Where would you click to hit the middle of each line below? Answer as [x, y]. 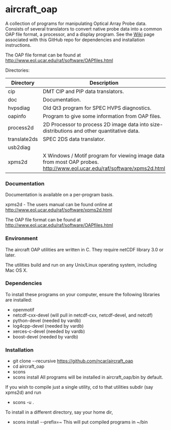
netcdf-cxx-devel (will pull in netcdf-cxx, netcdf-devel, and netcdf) [83, 315]
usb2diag [19, 147]
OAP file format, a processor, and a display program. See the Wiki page [80, 34]
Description [104, 82]
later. [11, 255]
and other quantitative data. [107, 131]
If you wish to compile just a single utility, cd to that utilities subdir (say [79, 387]
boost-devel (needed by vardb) [45, 336]
